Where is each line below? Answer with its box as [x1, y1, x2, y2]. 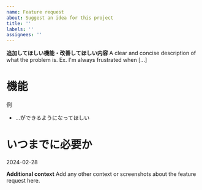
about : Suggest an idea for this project [6, 15, 114, 21]
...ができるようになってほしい [15, 114, 90, 121]
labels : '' [6, 26, 34, 32]
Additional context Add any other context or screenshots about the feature [6, 170, 196, 178]
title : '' [6, 20, 32, 26]
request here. [6, 177, 40, 184]
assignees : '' [6, 32, 43, 38]
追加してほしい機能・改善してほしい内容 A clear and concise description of [6, 50, 196, 57]
